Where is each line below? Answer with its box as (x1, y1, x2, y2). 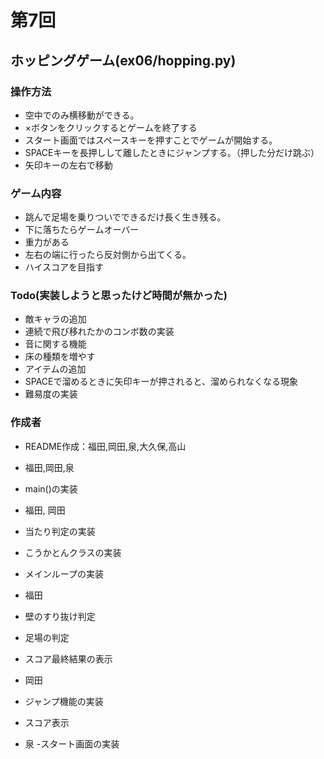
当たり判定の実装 (24, 525, 96, 537)
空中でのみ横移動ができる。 (24, 109, 140, 121)
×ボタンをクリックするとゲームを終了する (24, 121, 198, 133)
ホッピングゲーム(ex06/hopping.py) (10, 52, 237, 69)
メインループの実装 (24, 567, 104, 580)
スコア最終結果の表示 (24, 652, 113, 665)
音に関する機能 (24, 338, 87, 350)
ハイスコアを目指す (24, 261, 105, 273)
